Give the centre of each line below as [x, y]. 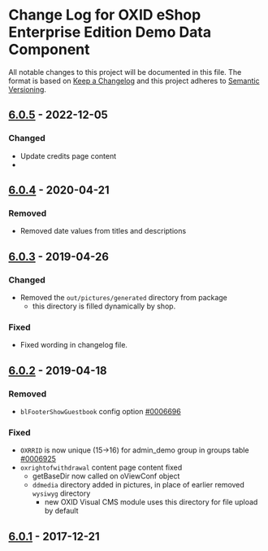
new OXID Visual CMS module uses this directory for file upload [151, 502]
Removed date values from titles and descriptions [103, 231]
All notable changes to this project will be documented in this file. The [125, 72]
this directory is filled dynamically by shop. [104, 306]
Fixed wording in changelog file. [74, 345]
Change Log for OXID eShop [105, 15]
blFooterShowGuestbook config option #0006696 [100, 411]
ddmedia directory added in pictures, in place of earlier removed [138, 485]
